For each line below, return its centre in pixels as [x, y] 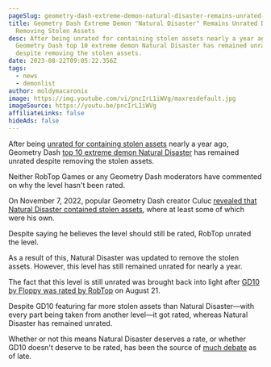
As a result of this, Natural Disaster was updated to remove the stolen [124, 257]
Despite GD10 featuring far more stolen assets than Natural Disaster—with [131, 306]
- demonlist [36, 83]
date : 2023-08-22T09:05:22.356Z [63, 61]
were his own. [31, 218]
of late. [20, 356]
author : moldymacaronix [48, 91]
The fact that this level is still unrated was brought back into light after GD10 [134, 282]
